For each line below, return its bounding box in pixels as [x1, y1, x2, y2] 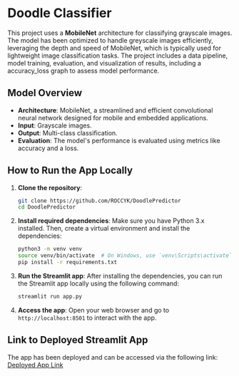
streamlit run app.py [17, 293, 82, 300]
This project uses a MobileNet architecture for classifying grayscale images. [7, 28, 233, 37]
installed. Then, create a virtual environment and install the [17, 224, 190, 233]
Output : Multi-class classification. [17, 128, 118, 137]
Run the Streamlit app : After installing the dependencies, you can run [17, 271, 223, 280]
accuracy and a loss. [17, 144, 79, 152]
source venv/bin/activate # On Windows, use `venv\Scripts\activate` [17, 252, 233, 259]
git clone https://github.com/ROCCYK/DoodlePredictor [17, 197, 181, 204]
